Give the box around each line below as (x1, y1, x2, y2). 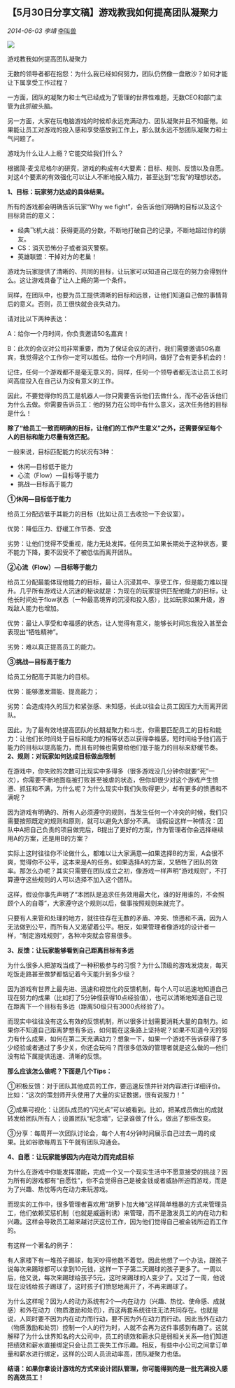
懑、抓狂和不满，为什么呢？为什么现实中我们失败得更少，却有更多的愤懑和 (7, 784, 222, 792)
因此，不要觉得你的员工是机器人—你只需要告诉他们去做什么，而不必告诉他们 (7, 391, 228, 400)
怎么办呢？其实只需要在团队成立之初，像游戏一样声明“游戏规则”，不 (25, 867, 222, 875)
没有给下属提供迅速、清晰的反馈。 (7, 1052, 106, 1060)
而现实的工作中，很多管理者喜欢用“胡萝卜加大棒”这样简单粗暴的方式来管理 (7, 1200, 222, 1208)
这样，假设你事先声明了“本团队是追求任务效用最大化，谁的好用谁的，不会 (7, 890, 219, 898)
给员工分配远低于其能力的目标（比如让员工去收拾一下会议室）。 (7, 510, 188, 518)
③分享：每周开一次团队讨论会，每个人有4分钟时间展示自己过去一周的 (7, 1129, 210, 1137)
